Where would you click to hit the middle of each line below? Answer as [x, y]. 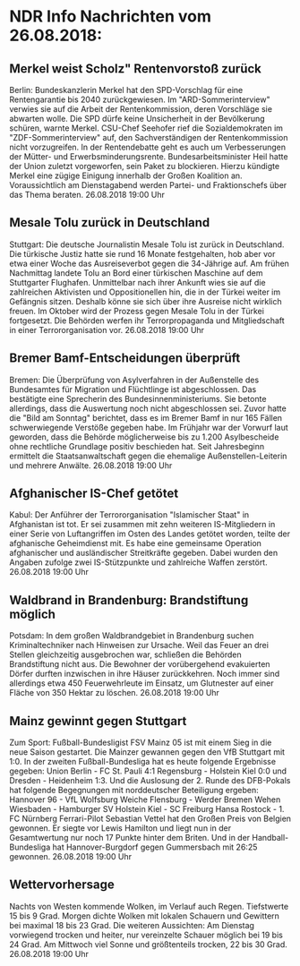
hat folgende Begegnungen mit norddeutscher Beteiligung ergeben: [134, 791]
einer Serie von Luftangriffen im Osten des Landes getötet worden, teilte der [150, 534]
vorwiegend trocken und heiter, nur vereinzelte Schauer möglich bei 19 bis [146, 935]
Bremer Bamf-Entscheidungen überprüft [125, 359]
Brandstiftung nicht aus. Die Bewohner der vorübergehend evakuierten [140, 664]
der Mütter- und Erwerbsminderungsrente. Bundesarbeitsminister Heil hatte [149, 157]
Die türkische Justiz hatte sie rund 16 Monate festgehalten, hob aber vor [142, 253]
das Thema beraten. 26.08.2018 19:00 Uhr [87, 195]
